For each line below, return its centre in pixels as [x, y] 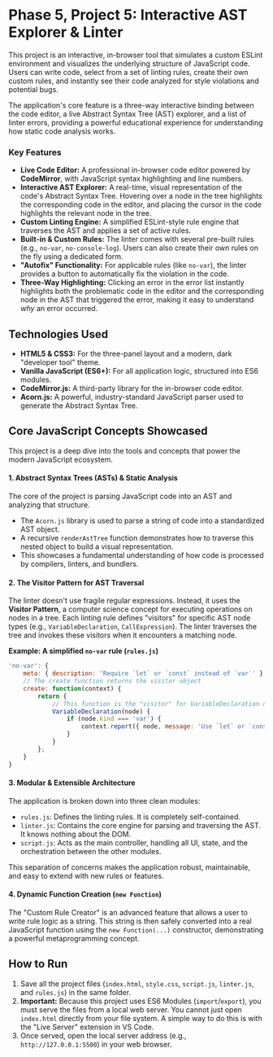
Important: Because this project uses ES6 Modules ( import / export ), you [141, 1001]
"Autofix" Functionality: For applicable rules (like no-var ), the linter [133, 265]
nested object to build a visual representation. [97, 546]
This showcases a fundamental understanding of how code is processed [142, 555]
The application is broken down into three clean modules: [104, 800]
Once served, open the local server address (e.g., [103, 1035]
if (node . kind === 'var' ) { [114, 719]
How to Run [38, 964]
